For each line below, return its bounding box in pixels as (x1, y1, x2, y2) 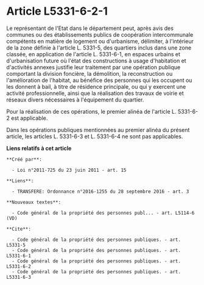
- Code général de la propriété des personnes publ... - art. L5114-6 (12, 210, 195, 216)
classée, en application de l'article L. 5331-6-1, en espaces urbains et (6, 50, 181, 57)
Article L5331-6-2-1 (6, 4, 108, 18)
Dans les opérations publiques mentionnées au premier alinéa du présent (6, 126, 190, 133)
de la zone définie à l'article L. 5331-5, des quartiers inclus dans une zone (6, 44, 192, 51)
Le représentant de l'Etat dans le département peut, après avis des (6, 24, 174, 32)
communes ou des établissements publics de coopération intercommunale (6, 31, 194, 38)
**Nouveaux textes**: (6, 199, 62, 205)
